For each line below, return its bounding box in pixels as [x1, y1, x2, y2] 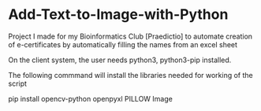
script [8, 79, 28, 88]
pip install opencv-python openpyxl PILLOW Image [8, 94, 173, 103]
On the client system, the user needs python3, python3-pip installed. [8, 55, 232, 65]
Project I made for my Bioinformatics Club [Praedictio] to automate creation [8, 31, 253, 41]
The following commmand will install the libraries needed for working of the [8, 70, 254, 80]
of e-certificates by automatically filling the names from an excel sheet [8, 39, 238, 49]
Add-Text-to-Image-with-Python [8, 6, 229, 24]
